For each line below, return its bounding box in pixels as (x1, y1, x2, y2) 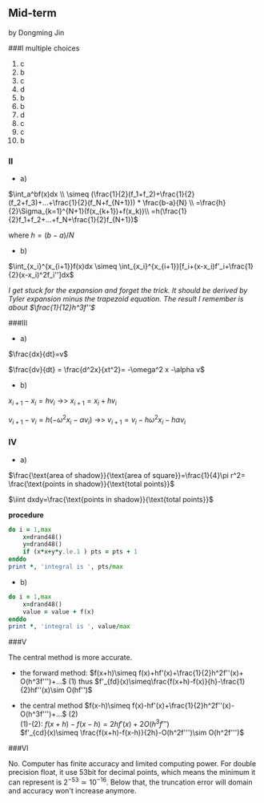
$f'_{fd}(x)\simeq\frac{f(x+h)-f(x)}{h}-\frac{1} (94, 677, 246, 687)
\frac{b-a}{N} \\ (142, 198, 194, 208)
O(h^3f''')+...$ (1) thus (19, 677, 94, 687)
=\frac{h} (195, 198, 226, 208)
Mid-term (8, 6, 58, 20)
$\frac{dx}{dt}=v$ (8, 349, 69, 359)
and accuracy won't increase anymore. (8, 785, 138, 795)
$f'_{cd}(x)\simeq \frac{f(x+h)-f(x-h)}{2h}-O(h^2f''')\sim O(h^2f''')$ (19, 728, 245, 737)
